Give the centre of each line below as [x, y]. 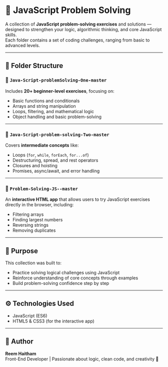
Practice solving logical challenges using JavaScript [66, 273]
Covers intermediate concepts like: [42, 145]
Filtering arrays [28, 214]
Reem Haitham [21, 353]
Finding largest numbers [37, 220]
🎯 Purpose [22, 251]
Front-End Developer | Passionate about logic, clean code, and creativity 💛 [82, 359]
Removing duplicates [34, 230]
